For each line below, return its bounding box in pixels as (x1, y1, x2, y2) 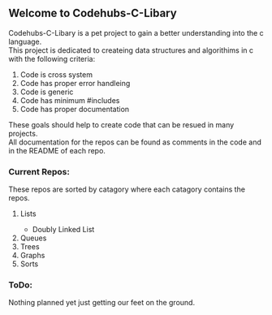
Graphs (19, 251, 45, 261)
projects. (8, 128, 38, 138)
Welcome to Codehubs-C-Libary (8, 6, 177, 20)
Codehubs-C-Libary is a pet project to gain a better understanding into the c (8, 28, 264, 37)
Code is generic (19, 87, 74, 97)
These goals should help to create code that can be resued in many (8, 119, 235, 129)
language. (8, 37, 42, 46)
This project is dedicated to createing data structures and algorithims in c (8, 45, 254, 55)
